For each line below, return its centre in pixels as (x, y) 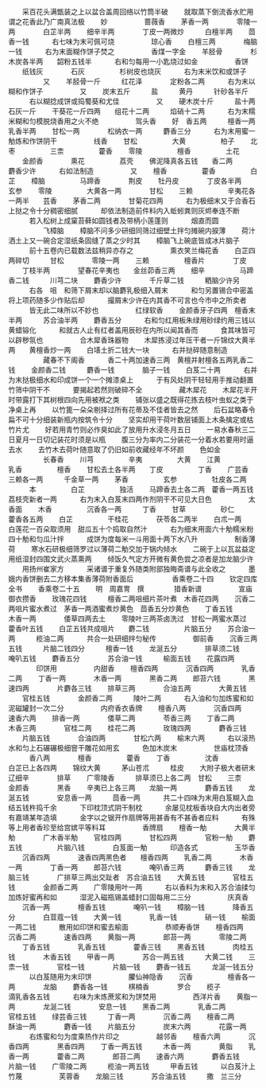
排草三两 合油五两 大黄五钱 (177, 688)
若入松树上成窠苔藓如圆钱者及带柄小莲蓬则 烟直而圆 (124, 220)
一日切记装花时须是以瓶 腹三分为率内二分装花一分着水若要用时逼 (141, 439)
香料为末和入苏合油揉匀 (217, 887)
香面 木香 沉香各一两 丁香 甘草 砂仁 (121, 509)
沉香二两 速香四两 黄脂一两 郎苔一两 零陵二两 (127, 937)
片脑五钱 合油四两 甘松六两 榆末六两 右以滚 (135, 738)
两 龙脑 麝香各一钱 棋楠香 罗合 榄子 (114, 987)
